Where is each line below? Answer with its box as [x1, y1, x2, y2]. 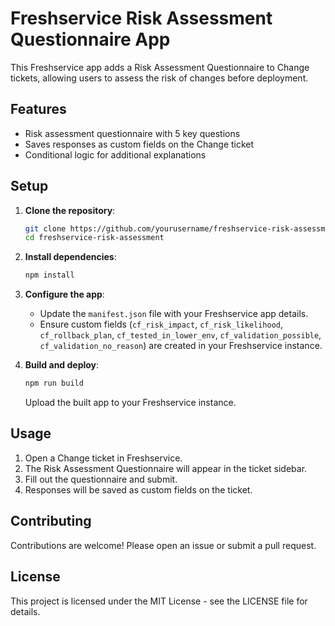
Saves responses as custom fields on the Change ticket [24, 138, 255, 150]
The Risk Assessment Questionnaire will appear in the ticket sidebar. [24, 462, 308, 474]
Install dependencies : [24, 251, 117, 263]
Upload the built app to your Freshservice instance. [24, 397, 237, 409]
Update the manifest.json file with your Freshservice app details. [39, 308, 309, 320]
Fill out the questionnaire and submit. [24, 473, 178, 485]
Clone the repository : [24, 204, 116, 216]
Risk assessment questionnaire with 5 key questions [24, 127, 241, 139]
